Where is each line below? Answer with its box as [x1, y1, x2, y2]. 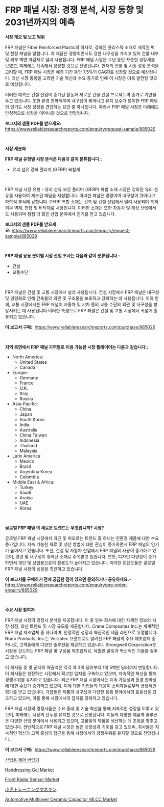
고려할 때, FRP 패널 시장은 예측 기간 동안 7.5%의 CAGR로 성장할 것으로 [5, 69, 141, 75]
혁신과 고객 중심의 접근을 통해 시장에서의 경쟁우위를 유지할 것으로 [18, 730, 142, 736]
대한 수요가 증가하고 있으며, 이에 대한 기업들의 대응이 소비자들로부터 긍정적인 [10, 683, 157, 689]
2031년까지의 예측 [5, 17, 75, 28]
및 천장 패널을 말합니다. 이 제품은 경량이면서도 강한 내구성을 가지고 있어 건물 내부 [5, 50, 159, 56]
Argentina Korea [19, 468, 52, 474]
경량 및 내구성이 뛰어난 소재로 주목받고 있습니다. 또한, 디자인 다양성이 [15, 553, 147, 560]
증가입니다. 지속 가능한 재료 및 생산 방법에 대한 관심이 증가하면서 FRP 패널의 [5, 541, 150, 547]
